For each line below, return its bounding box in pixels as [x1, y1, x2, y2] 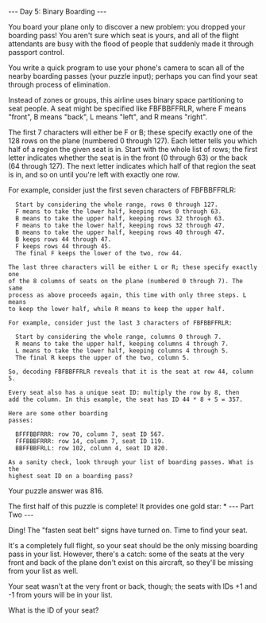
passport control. [8, 48, 65, 56]
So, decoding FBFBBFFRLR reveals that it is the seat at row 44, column [8, 368, 254, 376]
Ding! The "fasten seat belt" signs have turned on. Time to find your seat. [8, 525, 248, 535]
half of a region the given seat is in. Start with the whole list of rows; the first [8, 145, 258, 154]
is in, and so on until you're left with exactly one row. [8, 170, 180, 179]
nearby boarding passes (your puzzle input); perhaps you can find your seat [8, 72, 258, 80]
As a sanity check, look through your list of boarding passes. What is [8, 458, 254, 466]
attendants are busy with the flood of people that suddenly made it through [8, 39, 254, 49]
